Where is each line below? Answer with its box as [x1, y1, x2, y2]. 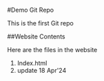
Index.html [17, 59, 48, 67]
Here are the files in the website [7, 46, 98, 54]
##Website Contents [7, 32, 65, 40]
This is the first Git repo [7, 19, 74, 27]
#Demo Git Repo [7, 6, 54, 14]
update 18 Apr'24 [17, 67, 67, 74]
